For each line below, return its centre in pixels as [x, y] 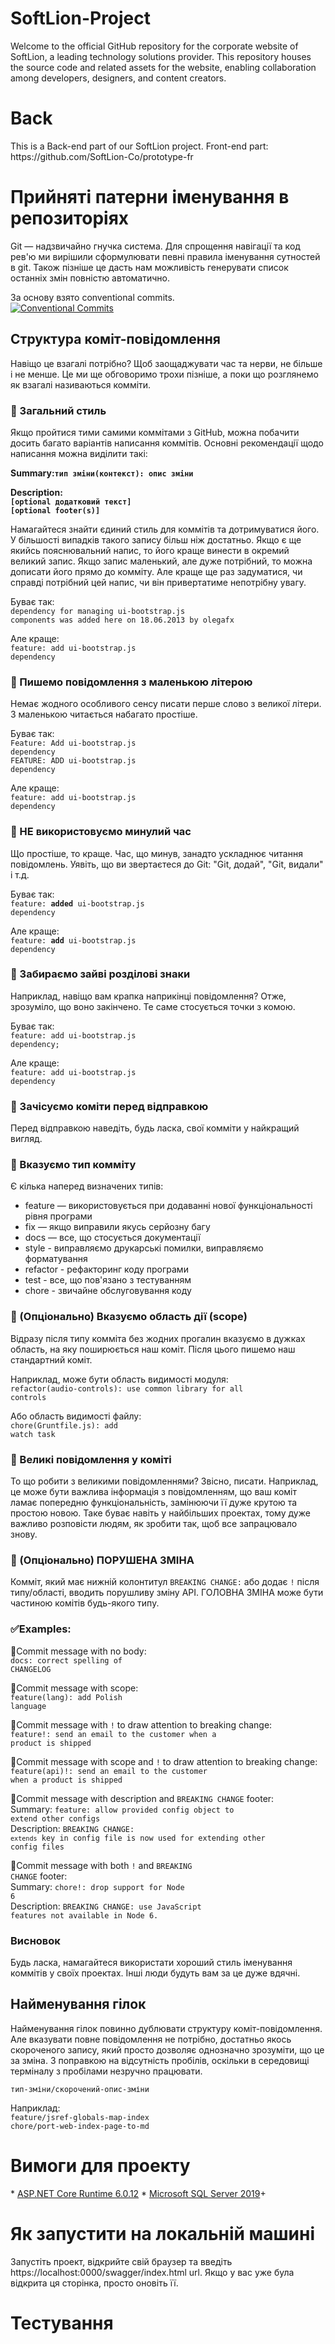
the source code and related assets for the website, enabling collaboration [163, 67]
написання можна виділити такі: [79, 453]
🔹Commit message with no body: [78, 1651]
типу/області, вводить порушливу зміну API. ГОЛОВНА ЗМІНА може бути [167, 1593]
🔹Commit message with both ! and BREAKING [101, 1865]
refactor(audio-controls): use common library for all [127, 1388]
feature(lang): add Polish [66, 1697]
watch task [33, 1434]
